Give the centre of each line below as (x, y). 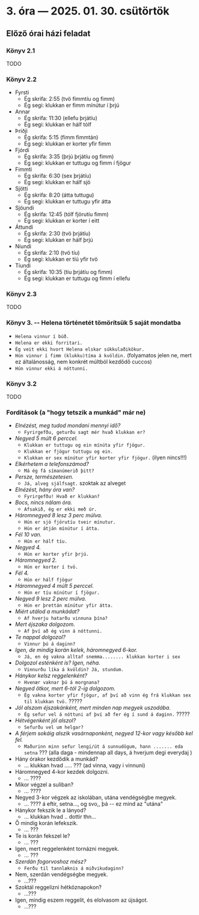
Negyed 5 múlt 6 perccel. (46, 438)
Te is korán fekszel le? (42, 836)
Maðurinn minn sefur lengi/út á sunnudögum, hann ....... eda (103, 747)
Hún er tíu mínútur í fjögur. (62, 593)
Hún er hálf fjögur (48, 580)
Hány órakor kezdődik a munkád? (56, 759)
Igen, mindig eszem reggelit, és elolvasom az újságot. (81, 900)
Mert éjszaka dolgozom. (45, 624)
